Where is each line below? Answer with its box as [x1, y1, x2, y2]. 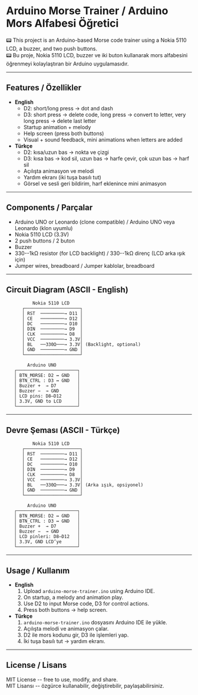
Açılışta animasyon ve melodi [23, 167, 94, 175]
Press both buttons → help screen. [23, 607, 108, 613]
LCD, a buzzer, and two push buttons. [6, 45, 98, 52]
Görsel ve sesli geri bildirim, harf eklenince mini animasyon [23, 180, 167, 187]
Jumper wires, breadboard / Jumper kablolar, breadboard [14, 262, 155, 269]
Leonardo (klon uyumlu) [14, 224, 73, 231]
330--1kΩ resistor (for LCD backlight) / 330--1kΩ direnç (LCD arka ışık [14, 250, 186, 257]
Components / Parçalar [6, 202, 93, 213]
